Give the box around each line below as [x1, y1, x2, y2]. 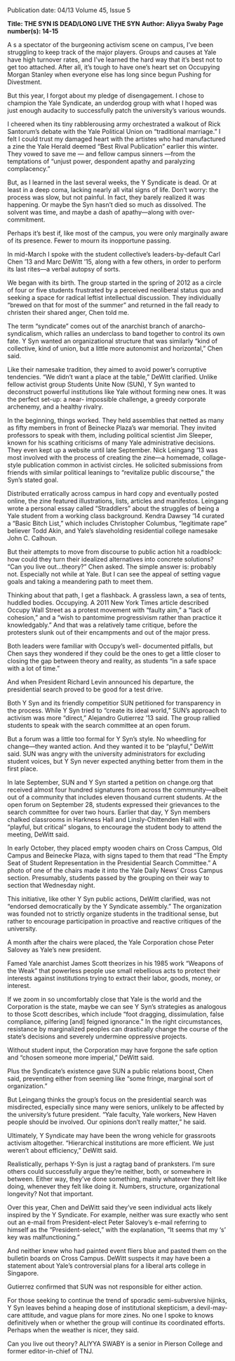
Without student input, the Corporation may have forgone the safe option [7, 1046, 218, 1054]
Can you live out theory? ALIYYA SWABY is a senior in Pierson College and [7, 1339, 223, 1348]
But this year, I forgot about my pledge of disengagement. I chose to [7, 91, 205, 100]
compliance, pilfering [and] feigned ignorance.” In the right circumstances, [7, 1017, 223, 1026]
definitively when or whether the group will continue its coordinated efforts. [7, 1318, 225, 1327]
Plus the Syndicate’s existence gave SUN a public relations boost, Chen [7, 1067, 214, 1075]
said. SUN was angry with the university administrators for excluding [7, 750, 206, 758]
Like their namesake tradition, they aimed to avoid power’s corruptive [7, 365, 207, 374]
